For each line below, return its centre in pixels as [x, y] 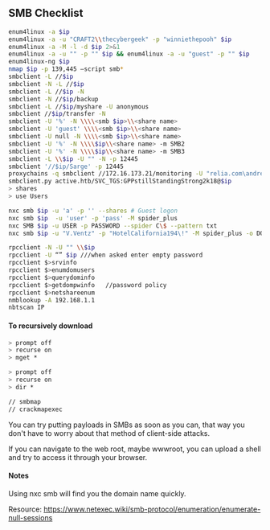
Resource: [25, 509]
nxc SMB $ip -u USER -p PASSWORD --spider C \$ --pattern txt [113, 226]
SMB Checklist [46, 13]
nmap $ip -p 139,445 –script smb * [66, 69]
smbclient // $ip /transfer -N [57, 114]
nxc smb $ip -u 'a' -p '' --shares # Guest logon [93, 211]
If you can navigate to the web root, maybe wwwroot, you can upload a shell [135, 449]
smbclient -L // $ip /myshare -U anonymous [79, 107]
